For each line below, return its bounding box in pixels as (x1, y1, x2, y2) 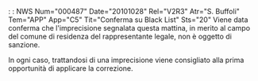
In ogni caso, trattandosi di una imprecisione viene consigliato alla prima (8, 55, 245, 64)
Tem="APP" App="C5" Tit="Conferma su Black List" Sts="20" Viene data (8, 15, 248, 24)
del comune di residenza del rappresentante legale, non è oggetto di (8, 31, 233, 41)
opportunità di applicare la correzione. (8, 64, 133, 73)
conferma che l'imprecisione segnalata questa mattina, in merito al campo (8, 24, 251, 32)
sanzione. (8, 40, 40, 50)
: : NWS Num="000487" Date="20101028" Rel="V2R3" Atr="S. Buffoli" (8, 7, 241, 16)
